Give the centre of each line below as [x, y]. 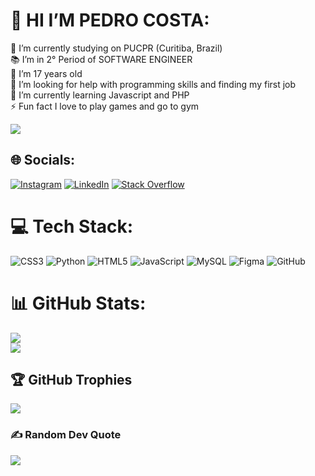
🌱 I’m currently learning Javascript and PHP [100, 95]
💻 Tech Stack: [72, 226]
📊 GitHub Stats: [78, 303]
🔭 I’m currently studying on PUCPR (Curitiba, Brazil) [116, 48]
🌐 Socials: [43, 160]
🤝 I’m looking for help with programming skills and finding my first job [153, 84]
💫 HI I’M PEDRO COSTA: [110, 20]
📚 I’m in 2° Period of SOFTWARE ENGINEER [101, 59]
